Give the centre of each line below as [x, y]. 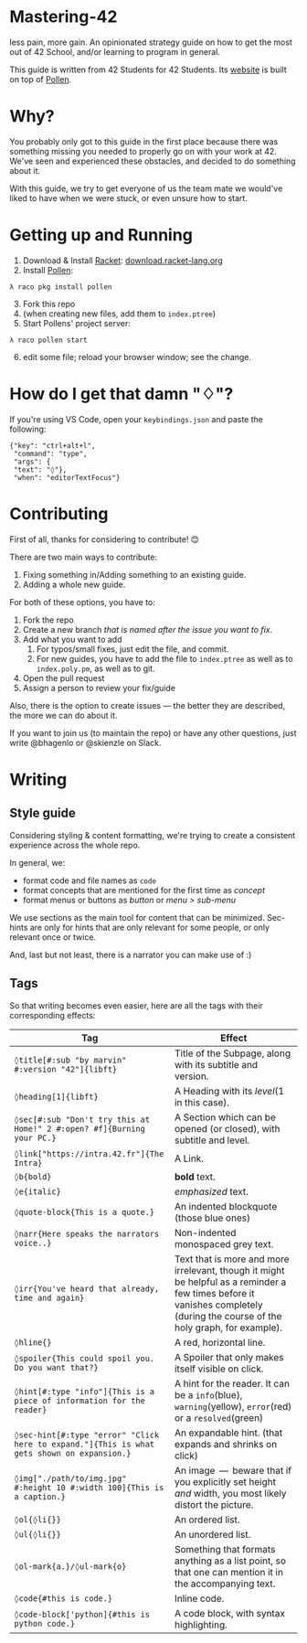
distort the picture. [214, 1504]
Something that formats [225, 1549]
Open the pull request [64, 677]
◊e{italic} [37, 1191]
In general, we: [37, 862]
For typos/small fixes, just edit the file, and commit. [132, 649]
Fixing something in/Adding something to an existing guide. [134, 574]
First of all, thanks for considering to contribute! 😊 [104, 539]
